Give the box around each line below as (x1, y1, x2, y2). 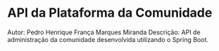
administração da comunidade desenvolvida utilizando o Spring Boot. (7, 35, 209, 43)
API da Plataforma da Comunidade (7, 5, 213, 21)
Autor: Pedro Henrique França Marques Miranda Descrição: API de (7, 28, 201, 36)
